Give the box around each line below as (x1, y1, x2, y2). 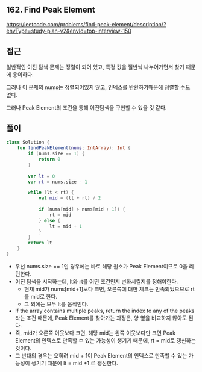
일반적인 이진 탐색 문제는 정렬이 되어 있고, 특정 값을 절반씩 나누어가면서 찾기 (6, 63, 185, 70)
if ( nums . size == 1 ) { (28, 150, 85, 157)
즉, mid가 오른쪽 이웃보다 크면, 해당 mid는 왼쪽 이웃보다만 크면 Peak (14, 329, 176, 336)
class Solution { (6, 140, 50, 146)
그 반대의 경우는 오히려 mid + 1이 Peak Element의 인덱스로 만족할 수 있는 (14, 352, 188, 359)
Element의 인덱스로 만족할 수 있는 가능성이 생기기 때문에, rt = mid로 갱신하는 (14, 336, 196, 344)
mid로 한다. (30, 293, 58, 300)
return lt (28, 240, 52, 246)
